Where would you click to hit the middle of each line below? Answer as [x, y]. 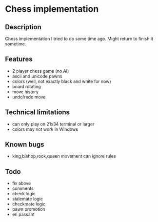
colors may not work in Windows [45, 129]
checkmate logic [29, 204]
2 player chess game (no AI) [40, 71]
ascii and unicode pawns [37, 76]
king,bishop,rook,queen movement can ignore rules [64, 156]
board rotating [27, 86]
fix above [21, 183]
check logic [24, 194]
